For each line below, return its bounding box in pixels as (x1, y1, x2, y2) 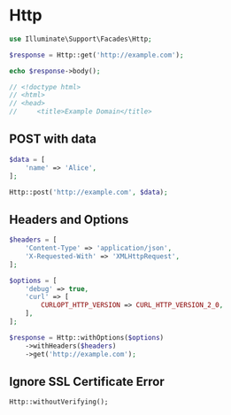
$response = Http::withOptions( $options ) (9, 333, 165, 342)
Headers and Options (9, 211, 129, 227)
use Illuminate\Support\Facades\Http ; (9, 35, 152, 43)
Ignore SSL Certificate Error (9, 373, 166, 389)
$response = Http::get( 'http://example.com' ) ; (9, 50, 184, 59)
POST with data (9, 132, 97, 147)
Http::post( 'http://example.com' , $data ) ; (9, 188, 168, 196)
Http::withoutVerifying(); (9, 397, 109, 407)
